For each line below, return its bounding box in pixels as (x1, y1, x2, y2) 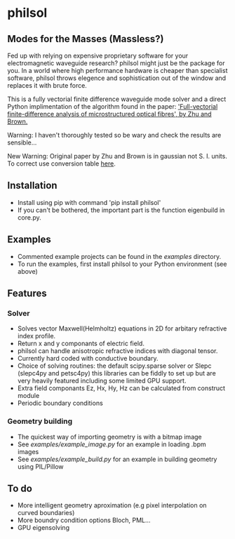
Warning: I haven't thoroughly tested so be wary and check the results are (7, 131, 222, 139)
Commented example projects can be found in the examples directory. (17, 252, 222, 260)
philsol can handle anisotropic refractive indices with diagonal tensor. (17, 347, 218, 355)
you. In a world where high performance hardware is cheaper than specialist (7, 67, 228, 74)
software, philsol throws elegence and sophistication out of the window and (7, 74, 227, 82)
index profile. (17, 332, 56, 340)
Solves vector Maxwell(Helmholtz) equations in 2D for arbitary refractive (17, 324, 227, 333)
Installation (7, 180, 58, 192)
